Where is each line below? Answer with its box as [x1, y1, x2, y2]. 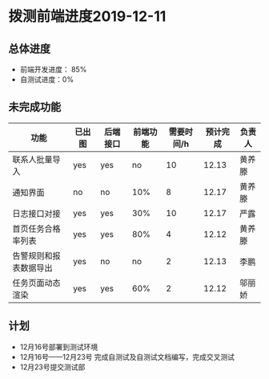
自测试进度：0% [19, 75, 74, 84]
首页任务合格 [12, 222, 62, 234]
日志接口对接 [12, 208, 62, 219]
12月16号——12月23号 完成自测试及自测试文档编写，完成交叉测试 [19, 352, 235, 361]
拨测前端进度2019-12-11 [8, 7, 167, 26]
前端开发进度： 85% [19, 65, 87, 74]
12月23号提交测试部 [19, 362, 86, 372]
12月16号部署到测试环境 [19, 342, 98, 352]
